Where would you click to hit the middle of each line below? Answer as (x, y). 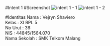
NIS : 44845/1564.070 (28, 33)
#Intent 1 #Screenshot (28, 8)
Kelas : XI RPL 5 (21, 23)
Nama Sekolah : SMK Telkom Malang (43, 38)
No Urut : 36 (18, 28)
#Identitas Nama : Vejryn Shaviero (40, 17)
